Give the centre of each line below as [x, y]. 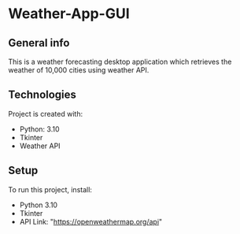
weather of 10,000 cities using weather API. [79, 70]
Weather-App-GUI [69, 14]
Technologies [42, 95]
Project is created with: [46, 113]
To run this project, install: [50, 189]
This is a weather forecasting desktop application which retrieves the [120, 61]
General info [39, 43]
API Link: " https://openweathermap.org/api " [91, 221]
